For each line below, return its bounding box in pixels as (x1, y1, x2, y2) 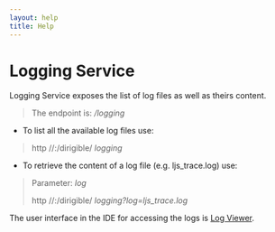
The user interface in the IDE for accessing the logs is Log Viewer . (9, 213, 255, 224)
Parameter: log (31, 178, 87, 189)
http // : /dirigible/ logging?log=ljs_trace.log (31, 195, 188, 206)
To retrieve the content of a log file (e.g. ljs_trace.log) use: (22, 160, 238, 172)
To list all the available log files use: (22, 125, 154, 136)
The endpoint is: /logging (31, 107, 125, 118)
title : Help (9, 22, 54, 31)
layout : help (9, 13, 59, 23)
